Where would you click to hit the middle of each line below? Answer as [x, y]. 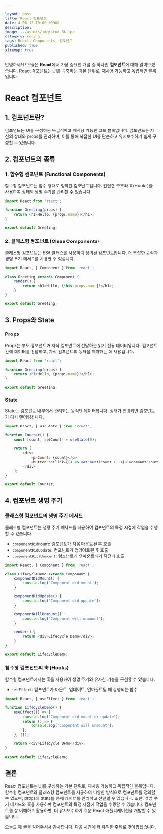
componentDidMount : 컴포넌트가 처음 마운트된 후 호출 [62, 544]
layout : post [18, 14]
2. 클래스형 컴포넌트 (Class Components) [52, 241]
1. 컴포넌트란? [25, 118]
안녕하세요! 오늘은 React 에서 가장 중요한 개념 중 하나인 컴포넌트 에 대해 [72, 64]
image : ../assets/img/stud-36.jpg [40, 32]
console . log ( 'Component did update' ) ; [62, 601]
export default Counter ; [30, 484]
